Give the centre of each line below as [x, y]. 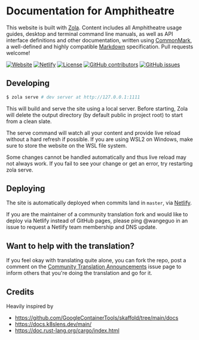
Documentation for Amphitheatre [91, 11]
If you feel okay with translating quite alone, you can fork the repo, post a [96, 261]
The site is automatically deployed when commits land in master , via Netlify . [99, 203]
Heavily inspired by [30, 307]
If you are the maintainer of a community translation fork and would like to [97, 215]
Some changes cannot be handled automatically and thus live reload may [96, 157]
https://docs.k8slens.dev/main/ [53, 324]
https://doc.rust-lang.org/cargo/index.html [67, 330]
